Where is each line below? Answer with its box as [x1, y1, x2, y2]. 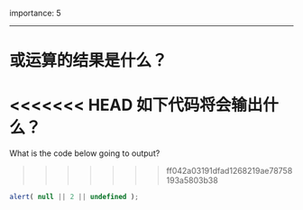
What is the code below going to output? [9, 148, 161, 159]
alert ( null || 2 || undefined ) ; [9, 193, 140, 202]
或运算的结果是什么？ [9, 50, 169, 71]
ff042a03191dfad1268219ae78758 [166, 166, 293, 177]
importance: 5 [9, 8, 61, 18]
